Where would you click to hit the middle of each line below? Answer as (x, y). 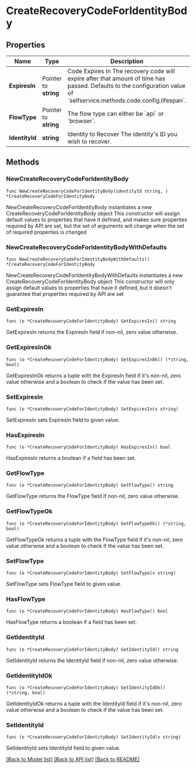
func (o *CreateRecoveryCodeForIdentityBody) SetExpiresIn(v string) (92, 409)
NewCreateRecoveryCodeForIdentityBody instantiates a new (79, 207)
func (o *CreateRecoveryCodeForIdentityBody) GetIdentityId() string (92, 649)
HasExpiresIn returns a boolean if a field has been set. (71, 458)
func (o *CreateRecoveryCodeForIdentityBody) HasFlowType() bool (87, 611)
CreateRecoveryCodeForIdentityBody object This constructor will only (90, 281)
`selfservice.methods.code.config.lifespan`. (127, 100)
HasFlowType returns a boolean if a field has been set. (71, 622)
